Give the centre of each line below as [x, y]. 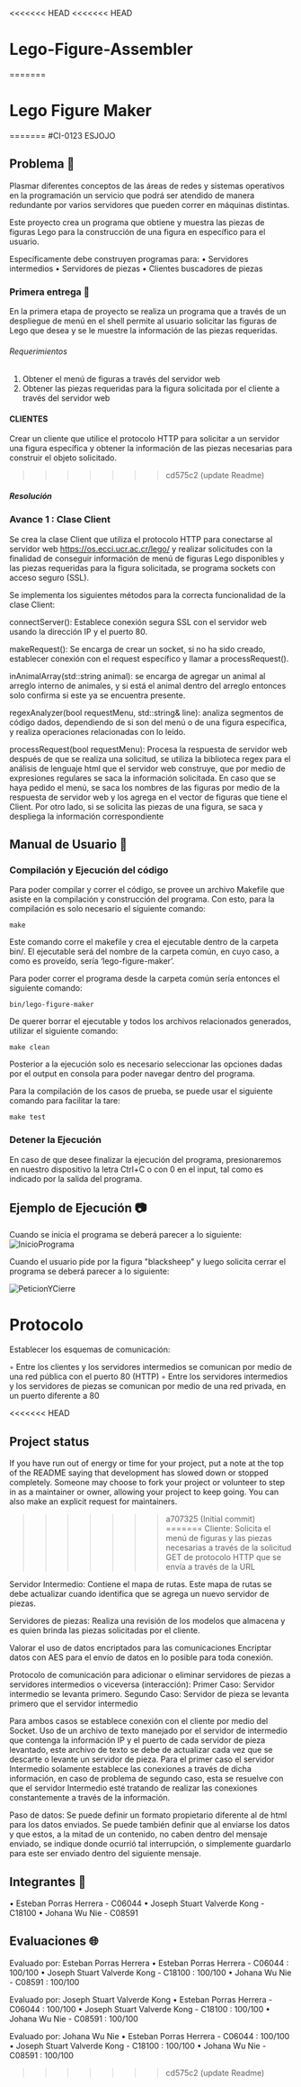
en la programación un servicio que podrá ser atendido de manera [132, 195]
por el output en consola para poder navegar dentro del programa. [133, 1074]
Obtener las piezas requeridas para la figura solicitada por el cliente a [151, 389]
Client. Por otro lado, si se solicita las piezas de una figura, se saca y [136, 806]
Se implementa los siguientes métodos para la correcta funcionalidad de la [147, 594]
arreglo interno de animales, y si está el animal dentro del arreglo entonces [148, 685]
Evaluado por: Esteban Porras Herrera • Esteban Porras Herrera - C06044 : [149, 1963]
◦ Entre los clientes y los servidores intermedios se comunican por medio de [150, 1367]
